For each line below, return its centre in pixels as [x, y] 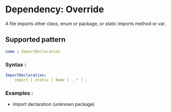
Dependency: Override [55, 9]
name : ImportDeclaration [33, 51]
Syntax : [16, 64]
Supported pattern [35, 40]
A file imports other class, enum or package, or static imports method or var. [86, 24]
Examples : [19, 93]
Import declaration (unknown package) [54, 104]
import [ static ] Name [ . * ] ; [51, 80]
